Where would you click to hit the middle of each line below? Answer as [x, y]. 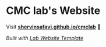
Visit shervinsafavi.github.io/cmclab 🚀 [53, 27]
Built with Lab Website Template [45, 38]
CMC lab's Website [53, 11]
